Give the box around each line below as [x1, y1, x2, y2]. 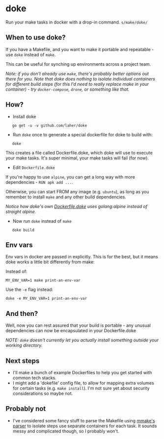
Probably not [5, 405, 46, 413]
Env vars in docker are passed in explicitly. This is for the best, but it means [5, 254, 159, 260]
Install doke [12, 113, 36, 119]
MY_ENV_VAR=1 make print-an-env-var [5, 278, 81, 283]
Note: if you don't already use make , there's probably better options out [5, 71, 149, 77]
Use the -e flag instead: [5, 286, 54, 292]
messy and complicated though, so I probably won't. [12, 428, 119, 434]
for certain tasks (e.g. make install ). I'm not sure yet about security [12, 386, 150, 391]
